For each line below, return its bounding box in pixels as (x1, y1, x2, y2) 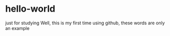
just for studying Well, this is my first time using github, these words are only (5, 20, 165, 26)
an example (5, 25, 29, 31)
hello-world (5, 3, 56, 15)
